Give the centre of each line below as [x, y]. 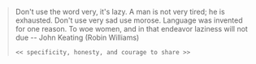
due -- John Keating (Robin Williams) [77, 37]
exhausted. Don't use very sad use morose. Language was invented [129, 20]
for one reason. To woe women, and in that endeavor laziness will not [132, 29]
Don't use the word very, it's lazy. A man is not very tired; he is [120, 12]
